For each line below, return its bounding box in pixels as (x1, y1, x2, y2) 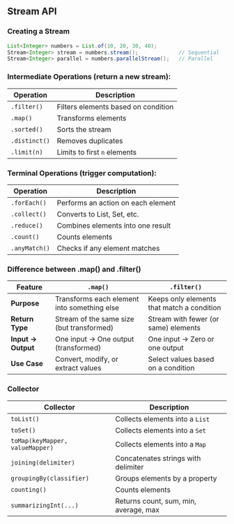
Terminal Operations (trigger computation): (7, 168, 157, 177)
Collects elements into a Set (114, 425, 207, 435)
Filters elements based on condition (56, 101, 174, 111)
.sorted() (10, 125, 43, 133)
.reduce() (10, 221, 43, 229)
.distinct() (10, 136, 51, 145)
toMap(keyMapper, (10, 437, 68, 444)
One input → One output (54, 335, 134, 344)
